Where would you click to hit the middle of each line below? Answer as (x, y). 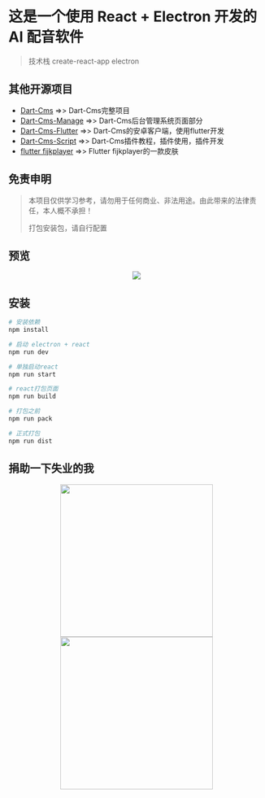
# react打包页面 (33, 389)
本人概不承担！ (68, 210)
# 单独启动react (33, 367)
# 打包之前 (24, 412)
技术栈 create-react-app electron (84, 61)
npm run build (33, 397)
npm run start (33, 374)
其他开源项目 (41, 89)
